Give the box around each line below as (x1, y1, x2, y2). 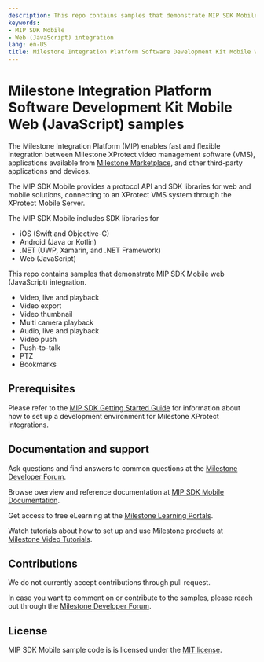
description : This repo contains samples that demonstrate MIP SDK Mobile (8, 11, 258, 20)
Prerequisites (8, 382, 75, 395)
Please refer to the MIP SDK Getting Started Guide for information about (8, 403, 241, 413)
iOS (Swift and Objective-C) (19, 229, 110, 238)
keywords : (8, 19, 41, 27)
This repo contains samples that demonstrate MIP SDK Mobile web (8, 269, 225, 278)
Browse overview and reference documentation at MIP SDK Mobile (8, 487, 225, 496)
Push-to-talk (19, 343, 60, 352)
